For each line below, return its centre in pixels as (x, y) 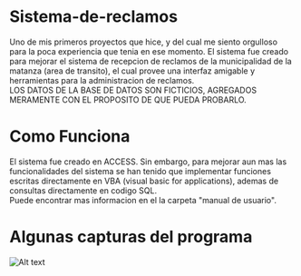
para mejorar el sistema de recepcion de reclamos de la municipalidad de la (150, 61)
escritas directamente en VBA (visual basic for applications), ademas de (144, 181)
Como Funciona (70, 137)
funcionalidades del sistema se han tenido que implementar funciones (141, 171)
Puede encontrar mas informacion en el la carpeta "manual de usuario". (143, 200)
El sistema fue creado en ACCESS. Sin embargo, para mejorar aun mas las (148, 162)
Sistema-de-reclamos (94, 17)
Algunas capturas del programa (131, 237)
